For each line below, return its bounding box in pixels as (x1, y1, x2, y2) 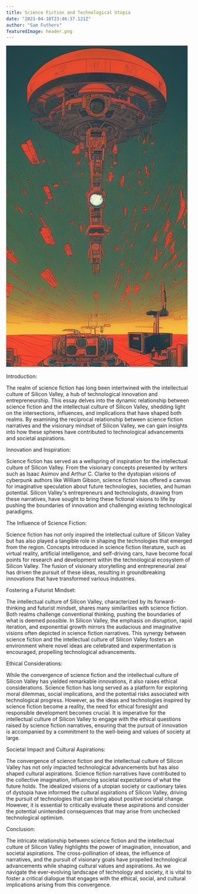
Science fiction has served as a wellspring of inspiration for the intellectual (6, 458, 188, 465)
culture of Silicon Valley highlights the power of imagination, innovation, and (6, 844, 191, 851)
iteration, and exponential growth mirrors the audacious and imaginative (6, 623, 181, 631)
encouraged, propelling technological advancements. (6, 649, 137, 656)
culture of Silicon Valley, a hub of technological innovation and (6, 391, 158, 398)
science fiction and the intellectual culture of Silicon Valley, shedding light (6, 403, 186, 410)
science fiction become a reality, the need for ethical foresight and (6, 703, 168, 710)
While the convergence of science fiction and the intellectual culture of (6, 672, 179, 679)
